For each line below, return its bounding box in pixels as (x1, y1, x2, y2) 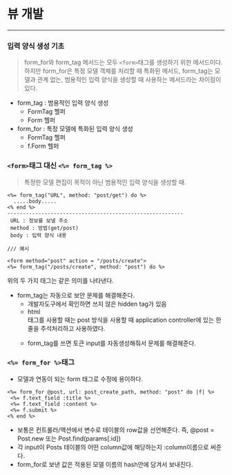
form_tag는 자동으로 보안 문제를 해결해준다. (17, 291, 135, 299)
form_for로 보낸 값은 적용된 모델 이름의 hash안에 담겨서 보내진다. (17, 460, 193, 468)
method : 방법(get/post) (10, 224, 79, 231)
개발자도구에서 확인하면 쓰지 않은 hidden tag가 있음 (27, 300, 167, 308)
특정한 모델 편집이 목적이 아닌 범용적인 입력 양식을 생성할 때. (23, 177, 186, 186)
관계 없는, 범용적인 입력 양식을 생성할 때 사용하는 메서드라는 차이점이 (37, 75, 222, 84)
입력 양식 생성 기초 (7, 41, 65, 50)
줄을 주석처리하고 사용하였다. (27, 324, 106, 332)
